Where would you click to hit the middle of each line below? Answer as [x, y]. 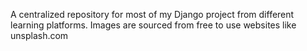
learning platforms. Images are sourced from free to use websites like [153, 25]
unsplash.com [39, 35]
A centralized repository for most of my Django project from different [152, 14]
